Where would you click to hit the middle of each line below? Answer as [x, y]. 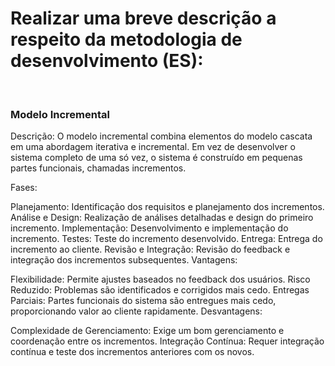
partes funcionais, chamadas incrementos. [98, 168]
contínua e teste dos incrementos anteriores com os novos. [132, 352]
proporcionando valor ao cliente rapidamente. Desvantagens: [136, 311]
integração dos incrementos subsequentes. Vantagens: [124, 260]
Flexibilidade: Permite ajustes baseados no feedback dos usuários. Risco [160, 279]
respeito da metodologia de [126, 39]
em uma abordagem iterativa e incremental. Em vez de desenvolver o [153, 147]
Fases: [24, 188]
